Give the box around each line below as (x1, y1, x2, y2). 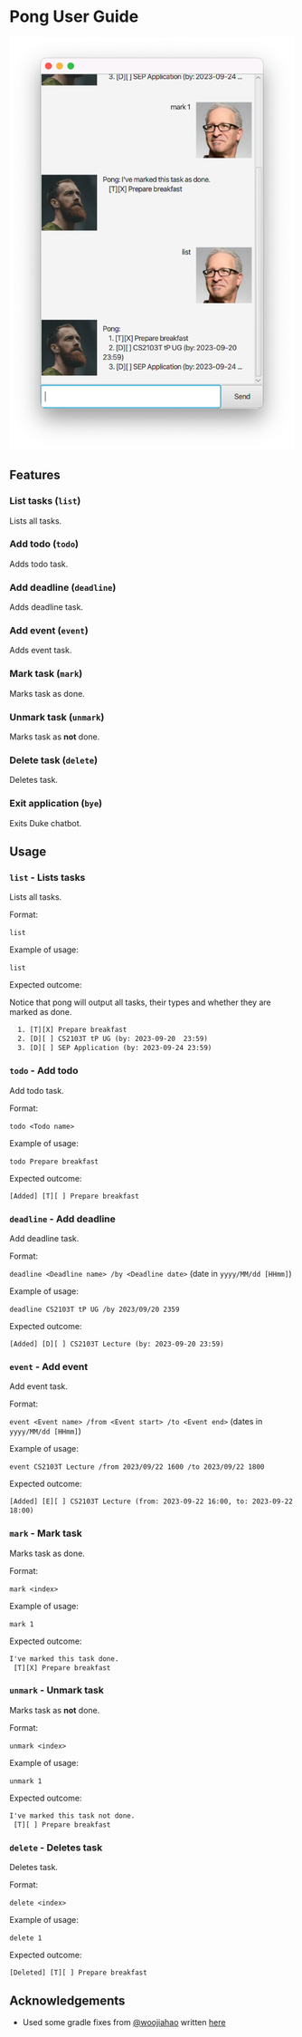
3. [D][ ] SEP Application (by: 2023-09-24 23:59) (17, 1044, 212, 1053)
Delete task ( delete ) (9, 754, 98, 767)
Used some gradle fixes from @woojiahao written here (22, 2016, 226, 2027)
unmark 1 (9, 1776, 42, 1786)
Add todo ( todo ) (9, 537, 80, 550)
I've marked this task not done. (9, 1810, 136, 1820)
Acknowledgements (9, 1993, 126, 2008)
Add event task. (9, 1381, 68, 1392)
